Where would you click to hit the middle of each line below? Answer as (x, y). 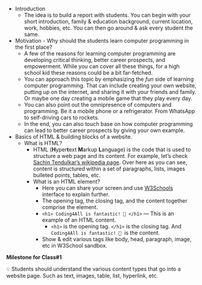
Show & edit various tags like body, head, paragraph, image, (117, 239)
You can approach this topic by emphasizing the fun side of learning (109, 79)
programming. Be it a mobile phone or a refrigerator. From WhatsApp (109, 111)
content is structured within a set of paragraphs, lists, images (109, 169)
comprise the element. (70, 207)
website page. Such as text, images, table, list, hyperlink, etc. (82, 276)
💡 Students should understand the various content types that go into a (93, 269)
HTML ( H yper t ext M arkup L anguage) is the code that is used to (112, 149)
